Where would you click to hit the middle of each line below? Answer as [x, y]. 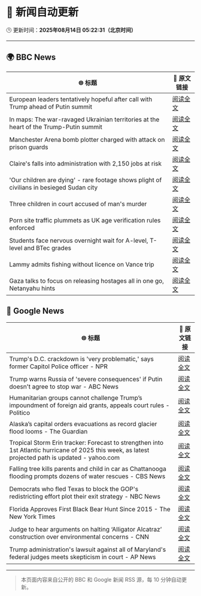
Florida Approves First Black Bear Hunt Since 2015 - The [90, 509]
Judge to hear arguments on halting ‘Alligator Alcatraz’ [86, 529]
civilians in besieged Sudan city [54, 187]
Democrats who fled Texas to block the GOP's [74, 489]
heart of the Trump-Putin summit [56, 127]
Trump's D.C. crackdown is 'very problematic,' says [82, 359]
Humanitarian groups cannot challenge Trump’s [76, 398]
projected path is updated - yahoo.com [65, 457]
